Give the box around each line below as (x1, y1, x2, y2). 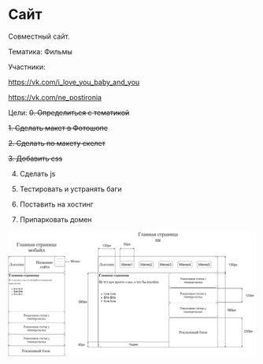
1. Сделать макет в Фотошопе (8, 123, 109, 132)
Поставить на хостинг (19, 199, 94, 209)
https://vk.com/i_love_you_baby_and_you (8, 77, 140, 87)
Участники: (8, 61, 46, 72)
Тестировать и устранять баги (19, 184, 122, 194)
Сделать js (19, 169, 56, 178)
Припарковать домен (19, 214, 92, 224)
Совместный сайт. (8, 32, 70, 41)
